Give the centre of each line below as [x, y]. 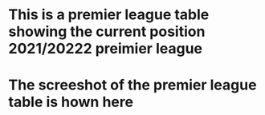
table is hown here [71, 102]
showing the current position [107, 32]
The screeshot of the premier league [132, 85]
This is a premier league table [109, 15]
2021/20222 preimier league [106, 49]
